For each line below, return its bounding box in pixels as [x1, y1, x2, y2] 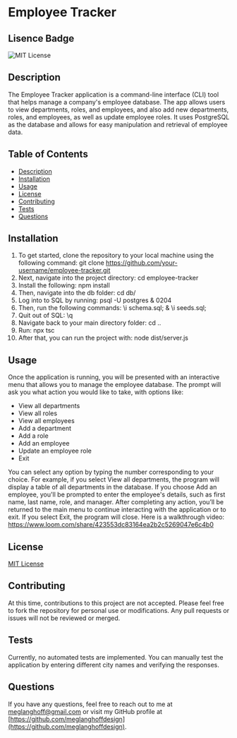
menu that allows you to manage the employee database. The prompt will [8, 381, 221, 389]
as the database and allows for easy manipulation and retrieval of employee [8, 120, 228, 129]
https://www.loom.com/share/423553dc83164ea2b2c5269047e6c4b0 [8, 520, 214, 529]
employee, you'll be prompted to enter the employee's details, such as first [8, 490, 226, 499]
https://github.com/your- [105, 258, 178, 267]
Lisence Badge [8, 32, 75, 44]
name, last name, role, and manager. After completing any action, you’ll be [8, 498, 224, 506]
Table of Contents [8, 148, 89, 160]
